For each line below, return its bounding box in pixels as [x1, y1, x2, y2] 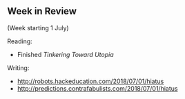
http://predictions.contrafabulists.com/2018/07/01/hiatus [17, 84, 178, 92]
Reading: [7, 37, 32, 45]
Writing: [7, 63, 30, 71]
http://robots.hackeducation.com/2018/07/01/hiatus [17, 77, 164, 85]
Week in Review [7, 5, 77, 17]
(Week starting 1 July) [7, 23, 69, 32]
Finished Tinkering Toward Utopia [17, 50, 114, 58]
